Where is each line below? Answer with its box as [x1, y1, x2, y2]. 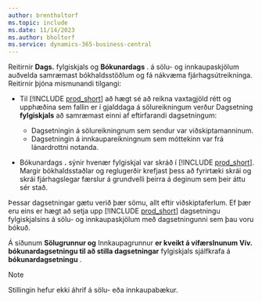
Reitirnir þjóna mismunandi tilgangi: [8, 79, 122, 89]
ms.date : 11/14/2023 [8, 26, 76, 34]
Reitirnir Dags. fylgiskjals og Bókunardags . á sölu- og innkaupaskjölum [8, 62, 240, 71]
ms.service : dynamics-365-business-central [8, 41, 153, 49]
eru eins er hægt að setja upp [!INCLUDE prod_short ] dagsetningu [8, 206, 221, 216]
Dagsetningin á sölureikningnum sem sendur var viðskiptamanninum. [31, 126, 254, 136]
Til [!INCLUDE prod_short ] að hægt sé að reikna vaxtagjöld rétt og [19, 94, 231, 104]
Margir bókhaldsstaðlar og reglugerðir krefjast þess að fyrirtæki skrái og [19, 166, 252, 176]
